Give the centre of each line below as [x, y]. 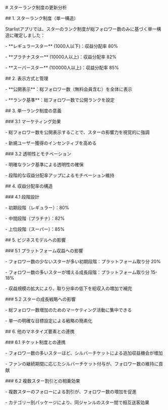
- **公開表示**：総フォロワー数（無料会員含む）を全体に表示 [69, 89]
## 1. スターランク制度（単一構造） [42, 18]
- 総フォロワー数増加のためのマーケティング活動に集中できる [69, 310]
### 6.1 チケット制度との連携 [36, 342]
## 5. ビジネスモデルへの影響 [36, 240]
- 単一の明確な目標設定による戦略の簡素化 [49, 321]
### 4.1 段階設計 [22, 197]
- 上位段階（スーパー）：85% [35, 229]
